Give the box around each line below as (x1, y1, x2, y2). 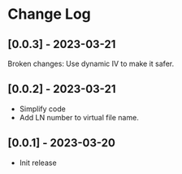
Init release (19, 158, 58, 167)
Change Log (7, 5, 91, 24)
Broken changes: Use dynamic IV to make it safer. (7, 59, 175, 68)
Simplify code (19, 103, 66, 114)
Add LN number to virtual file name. (19, 112, 139, 122)
